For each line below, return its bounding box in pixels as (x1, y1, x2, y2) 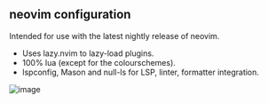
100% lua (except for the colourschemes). (21, 57, 176, 67)
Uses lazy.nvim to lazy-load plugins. (21, 48, 154, 59)
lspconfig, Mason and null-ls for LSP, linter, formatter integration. (21, 67, 260, 77)
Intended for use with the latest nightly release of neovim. (9, 30, 220, 41)
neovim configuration (9, 7, 131, 22)
